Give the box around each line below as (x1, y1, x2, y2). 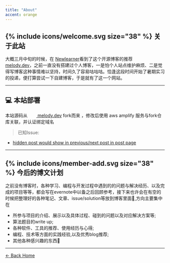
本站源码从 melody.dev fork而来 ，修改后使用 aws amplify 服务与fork (5, 112, 158, 119)
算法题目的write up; (12, 218, 54, 225)
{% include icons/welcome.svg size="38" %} (5, 32, 153, 40)
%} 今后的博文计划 (5, 168, 64, 177)
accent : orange (5, 12, 37, 17)
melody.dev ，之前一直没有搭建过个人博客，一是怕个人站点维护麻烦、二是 (5, 62, 158, 68)
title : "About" (5, 7, 37, 13)
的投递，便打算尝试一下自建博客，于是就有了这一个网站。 (5, 75, 125, 81)
